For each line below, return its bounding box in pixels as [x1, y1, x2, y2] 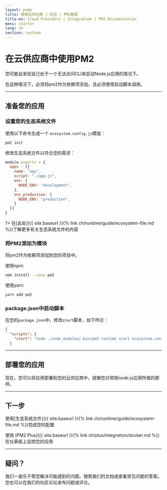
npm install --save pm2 [5, 273, 55, 278]
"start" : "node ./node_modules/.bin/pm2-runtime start [14, 336, 130, 341]
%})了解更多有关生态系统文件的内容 [5, 227, 79, 232]
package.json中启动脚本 [5, 305, 65, 312]
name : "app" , [14, 169, 41, 174]
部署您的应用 [5, 361, 45, 369]
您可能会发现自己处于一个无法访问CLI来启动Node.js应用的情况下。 [5, 71, 141, 77]
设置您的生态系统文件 [5, 118, 56, 125]
